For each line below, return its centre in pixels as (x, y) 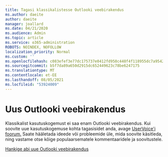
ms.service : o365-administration (40, 43)
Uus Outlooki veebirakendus (65, 109)
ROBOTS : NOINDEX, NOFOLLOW (33, 47)
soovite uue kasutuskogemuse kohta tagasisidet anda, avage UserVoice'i (80, 128)
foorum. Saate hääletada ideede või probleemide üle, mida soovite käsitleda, (84, 134)
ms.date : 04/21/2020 (27, 29)
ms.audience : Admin (25, 33)
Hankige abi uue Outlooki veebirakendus (47, 149)
